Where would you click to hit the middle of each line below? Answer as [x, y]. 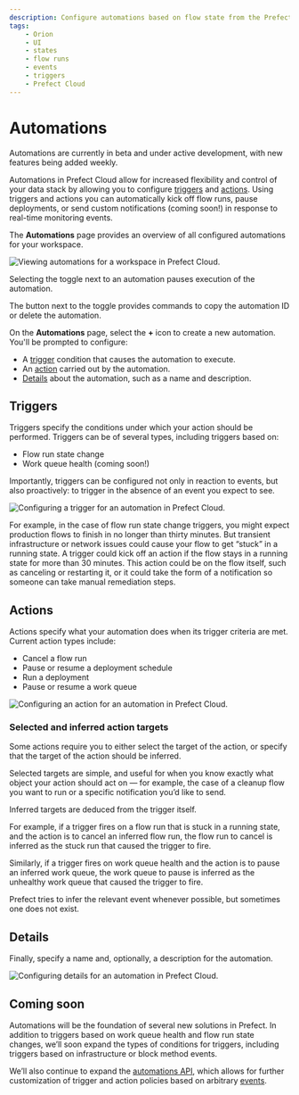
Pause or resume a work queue [80, 687]
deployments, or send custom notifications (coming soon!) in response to [144, 208]
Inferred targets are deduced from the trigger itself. [103, 809]
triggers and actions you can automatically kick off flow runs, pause [133, 198]
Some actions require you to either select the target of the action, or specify [148, 747]
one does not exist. [44, 909]
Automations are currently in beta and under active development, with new [146, 153]
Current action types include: [63, 641]
